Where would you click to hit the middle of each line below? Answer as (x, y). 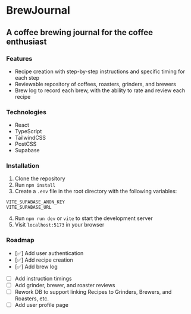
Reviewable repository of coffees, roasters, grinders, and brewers (95, 84)
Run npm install (35, 185)
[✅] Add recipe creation (44, 260)
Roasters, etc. (32, 299)
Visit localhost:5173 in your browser (60, 225)
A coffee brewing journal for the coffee (80, 32)
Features (19, 58)
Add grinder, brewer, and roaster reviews (65, 285)
